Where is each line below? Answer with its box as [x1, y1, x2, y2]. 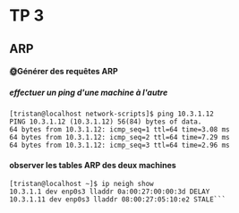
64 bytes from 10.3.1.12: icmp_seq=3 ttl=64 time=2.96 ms [9, 141, 230, 150]
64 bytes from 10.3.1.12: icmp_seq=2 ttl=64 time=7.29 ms [9, 133, 230, 142]
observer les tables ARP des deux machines [9, 159, 176, 170]
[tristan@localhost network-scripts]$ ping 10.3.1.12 [9, 109, 215, 119]
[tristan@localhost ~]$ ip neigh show [9, 180, 154, 189]
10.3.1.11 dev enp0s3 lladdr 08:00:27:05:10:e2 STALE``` [9, 195, 226, 204]
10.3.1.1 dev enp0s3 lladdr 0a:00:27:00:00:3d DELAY [9, 187, 210, 197]
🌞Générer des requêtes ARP [9, 66, 118, 77]
